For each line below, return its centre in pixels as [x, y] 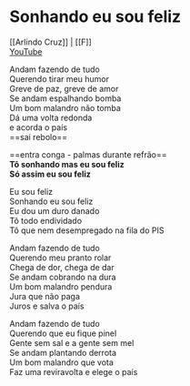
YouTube [26, 51]
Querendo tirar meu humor [59, 78]
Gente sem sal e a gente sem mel [72, 342]
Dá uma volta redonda [51, 117]
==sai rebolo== [39, 137]
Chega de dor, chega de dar [62, 267]
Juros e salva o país [47, 306]
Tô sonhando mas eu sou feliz [67, 164]
